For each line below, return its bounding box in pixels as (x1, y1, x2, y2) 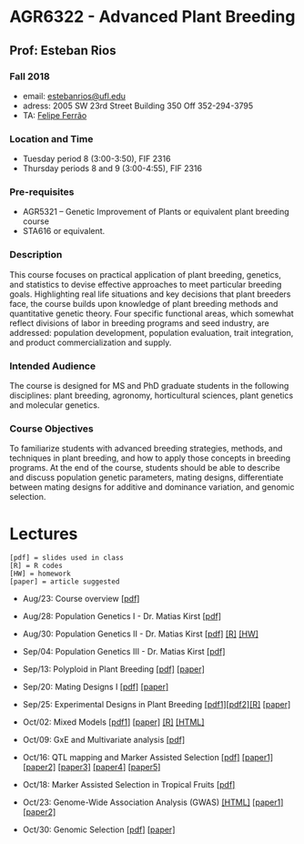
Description (9, 249, 63, 261)
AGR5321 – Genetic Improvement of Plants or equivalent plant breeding (22, 207, 289, 218)
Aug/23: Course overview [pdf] (22, 594, 140, 605)
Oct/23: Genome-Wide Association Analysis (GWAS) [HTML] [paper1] (22, 797, 284, 808)
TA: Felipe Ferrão (22, 109, 87, 120)
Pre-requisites (9, 186, 75, 198)
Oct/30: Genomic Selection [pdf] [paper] (22, 824, 176, 835)
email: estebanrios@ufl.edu (22, 90, 126, 101)
